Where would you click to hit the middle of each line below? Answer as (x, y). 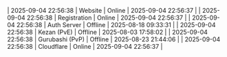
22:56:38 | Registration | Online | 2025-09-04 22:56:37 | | (108, 18)
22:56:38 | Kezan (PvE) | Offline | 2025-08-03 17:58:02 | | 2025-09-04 (108, 32)
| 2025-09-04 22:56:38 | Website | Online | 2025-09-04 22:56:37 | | (104, 11)
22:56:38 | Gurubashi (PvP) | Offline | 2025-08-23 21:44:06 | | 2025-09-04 (114, 39)
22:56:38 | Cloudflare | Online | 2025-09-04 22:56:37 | (85, 46)
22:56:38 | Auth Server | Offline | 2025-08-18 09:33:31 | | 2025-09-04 (116, 25)
